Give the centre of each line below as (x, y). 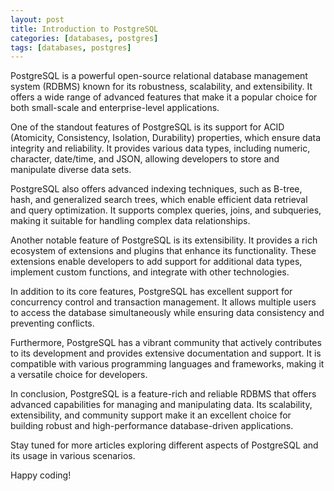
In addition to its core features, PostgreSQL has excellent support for (151, 292)
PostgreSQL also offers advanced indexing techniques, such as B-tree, (156, 189)
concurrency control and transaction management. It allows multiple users (163, 302)
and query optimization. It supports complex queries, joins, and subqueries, (166, 210)
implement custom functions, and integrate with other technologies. (150, 272)
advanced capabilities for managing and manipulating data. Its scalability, (161, 405)
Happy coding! (41, 475)
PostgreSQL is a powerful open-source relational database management (159, 76)
